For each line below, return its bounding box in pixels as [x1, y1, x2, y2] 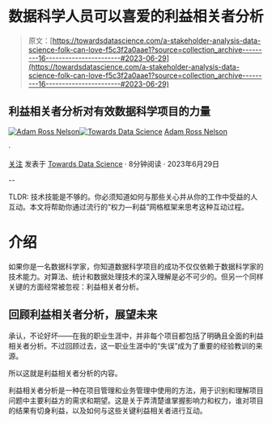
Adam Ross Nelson [164, 126, 228, 136]
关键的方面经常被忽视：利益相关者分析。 [8, 281, 143, 291]
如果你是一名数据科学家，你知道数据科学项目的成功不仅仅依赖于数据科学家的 [8, 261, 264, 271]
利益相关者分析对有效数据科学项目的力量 [8, 104, 210, 118]
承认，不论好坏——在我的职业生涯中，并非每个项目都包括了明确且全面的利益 [8, 331, 264, 341]
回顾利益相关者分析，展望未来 [8, 308, 158, 322]
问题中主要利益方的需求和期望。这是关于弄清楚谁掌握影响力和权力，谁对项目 [8, 396, 264, 405]
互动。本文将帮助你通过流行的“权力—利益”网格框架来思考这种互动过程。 [8, 201, 249, 211]
